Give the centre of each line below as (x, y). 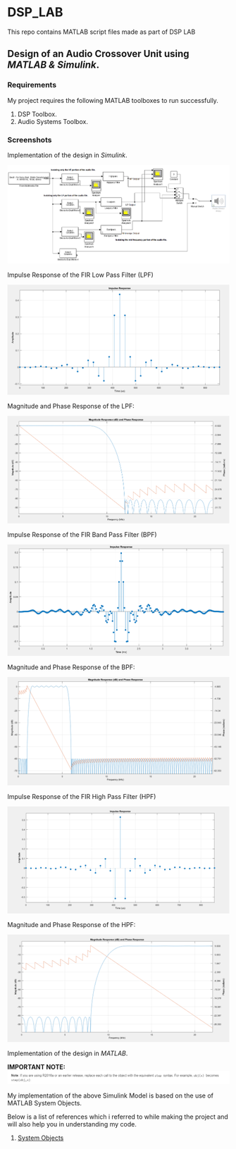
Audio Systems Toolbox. (52, 121)
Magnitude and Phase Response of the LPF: (71, 406)
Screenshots (30, 139)
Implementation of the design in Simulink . (68, 155)
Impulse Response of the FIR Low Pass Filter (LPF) (80, 275)
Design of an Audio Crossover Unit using (98, 54)
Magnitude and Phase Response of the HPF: (72, 925)
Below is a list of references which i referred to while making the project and (118, 1117)
